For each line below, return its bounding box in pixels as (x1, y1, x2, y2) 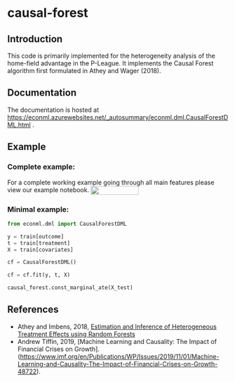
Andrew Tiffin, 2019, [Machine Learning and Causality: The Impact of (17, 337, 217, 345)
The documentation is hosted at (7, 106, 100, 114)
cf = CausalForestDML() (7, 259, 77, 266)
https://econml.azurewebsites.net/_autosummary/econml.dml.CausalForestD (7, 113, 229, 121)
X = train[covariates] (7, 246, 74, 253)
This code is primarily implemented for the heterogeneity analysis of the (7, 51, 215, 60)
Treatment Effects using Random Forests (17, 329, 135, 338)
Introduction (7, 33, 63, 45)
